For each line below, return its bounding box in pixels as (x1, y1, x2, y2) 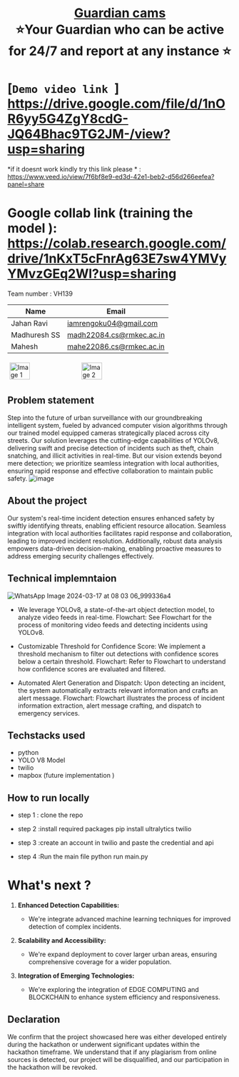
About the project (7, 495, 88, 507)
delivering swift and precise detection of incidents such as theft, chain (7, 444, 214, 452)
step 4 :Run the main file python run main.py (17, 852, 148, 861)
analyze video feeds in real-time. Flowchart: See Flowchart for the (17, 613, 213, 621)
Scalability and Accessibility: (17, 936, 106, 945)
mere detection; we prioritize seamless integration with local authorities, (7, 459, 220, 467)
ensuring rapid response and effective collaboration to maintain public (7, 466, 214, 475)
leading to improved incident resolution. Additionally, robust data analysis (7, 536, 223, 545)
